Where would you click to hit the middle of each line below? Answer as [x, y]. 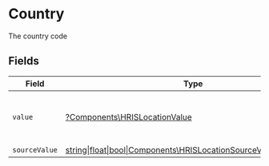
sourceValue [35, 150]
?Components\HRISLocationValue [128, 117]
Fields [24, 61]
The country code [38, 36]
